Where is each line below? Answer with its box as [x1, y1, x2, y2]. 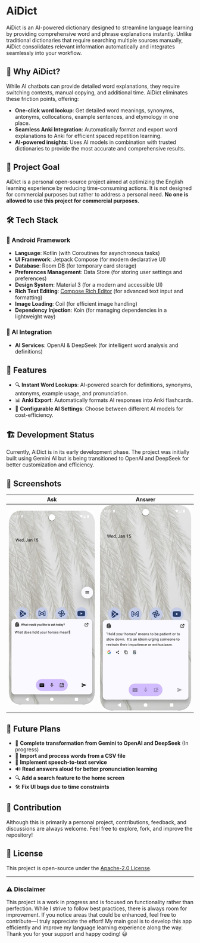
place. [14, 119, 30, 127]
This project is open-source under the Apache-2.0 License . [6, 864, 152, 871]
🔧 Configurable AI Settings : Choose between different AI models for [14, 405, 183, 413]
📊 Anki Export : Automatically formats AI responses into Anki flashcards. [14, 397, 193, 404]
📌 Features [6, 365, 47, 375]
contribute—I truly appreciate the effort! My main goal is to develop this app [6, 918, 192, 924]
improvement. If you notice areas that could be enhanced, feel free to [6, 911, 177, 918]
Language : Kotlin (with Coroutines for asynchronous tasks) [14, 250, 160, 257]
